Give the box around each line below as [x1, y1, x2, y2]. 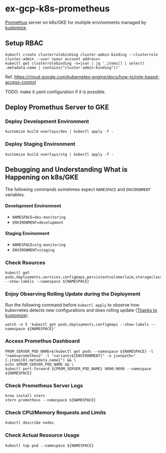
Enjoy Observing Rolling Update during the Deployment [5, 290, 141, 297]
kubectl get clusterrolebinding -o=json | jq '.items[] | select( [5, 60, 145, 66]
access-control [5, 79, 36, 85]
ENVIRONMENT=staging [12, 247, 55, 253]
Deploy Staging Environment [5, 141, 76, 148]
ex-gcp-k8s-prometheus [5, 3, 110, 14]
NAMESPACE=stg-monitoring [12, 242, 66, 247]
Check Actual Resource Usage [5, 432, 80, 439]
